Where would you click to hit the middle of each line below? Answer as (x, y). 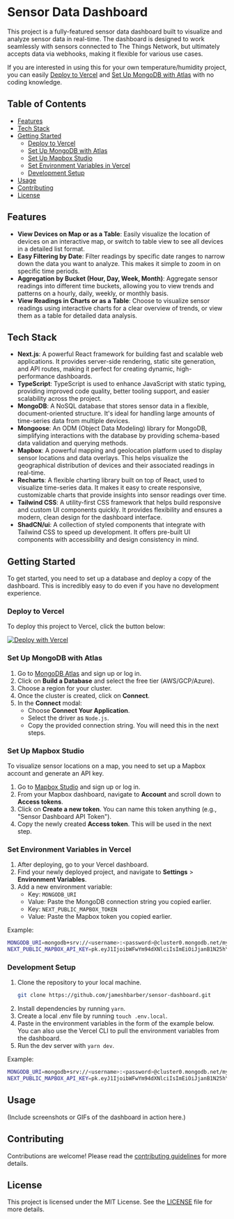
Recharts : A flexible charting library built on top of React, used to (111, 480)
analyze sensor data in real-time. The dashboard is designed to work (106, 38)
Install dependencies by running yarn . (71, 1009)
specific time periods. (48, 271)
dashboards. (75, 376)
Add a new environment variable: (65, 887)
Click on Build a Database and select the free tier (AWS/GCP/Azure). (116, 681)
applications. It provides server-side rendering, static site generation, (116, 362)
